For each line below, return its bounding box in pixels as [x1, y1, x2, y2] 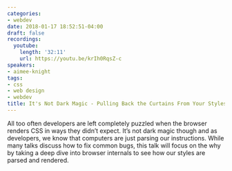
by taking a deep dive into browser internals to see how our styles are [7, 148, 206, 156]
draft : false [7, 29, 45, 37]
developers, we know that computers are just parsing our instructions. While [7, 134, 224, 142]
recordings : [7, 36, 41, 43]
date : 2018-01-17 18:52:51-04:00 [7, 23, 104, 30]
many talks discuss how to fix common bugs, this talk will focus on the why [7, 141, 221, 150]
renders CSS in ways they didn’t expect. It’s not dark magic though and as [7, 126, 217, 135]
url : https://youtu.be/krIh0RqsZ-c [19, 55, 122, 62]
